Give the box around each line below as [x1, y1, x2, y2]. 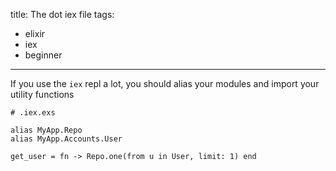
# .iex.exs [10, 108, 56, 118]
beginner [24, 49, 63, 61]
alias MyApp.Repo [10, 125, 83, 135]
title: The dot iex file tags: [10, 9, 115, 20]
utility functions [10, 89, 75, 100]
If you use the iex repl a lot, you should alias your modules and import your [10, 78, 320, 89]
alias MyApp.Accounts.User [10, 134, 123, 144]
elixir [24, 28, 46, 39]
